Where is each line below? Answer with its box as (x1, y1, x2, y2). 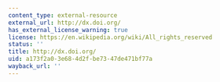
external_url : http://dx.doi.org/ (8, 19, 122, 27)
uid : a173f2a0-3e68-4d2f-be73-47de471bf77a (8, 55, 153, 63)
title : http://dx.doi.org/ (8, 48, 97, 55)
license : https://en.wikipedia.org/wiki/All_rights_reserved (8, 33, 213, 41)
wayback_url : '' (8, 62, 61, 70)
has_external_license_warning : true (8, 26, 128, 34)
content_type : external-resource (8, 11, 118, 20)
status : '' (8, 41, 44, 48)
